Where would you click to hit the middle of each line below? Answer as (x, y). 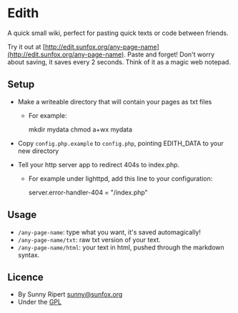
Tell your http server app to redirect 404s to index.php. (99, 164)
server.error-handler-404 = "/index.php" (88, 192)
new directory (38, 151)
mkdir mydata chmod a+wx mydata (80, 129)
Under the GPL (40, 302)
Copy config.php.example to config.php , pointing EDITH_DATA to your (120, 143)
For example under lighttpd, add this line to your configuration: (120, 178)
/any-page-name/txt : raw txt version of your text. (89, 239)
